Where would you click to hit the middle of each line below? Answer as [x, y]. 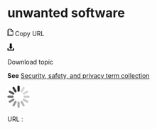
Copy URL [29, 33]
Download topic [31, 62]
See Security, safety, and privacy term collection [78, 75]
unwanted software [66, 13]
